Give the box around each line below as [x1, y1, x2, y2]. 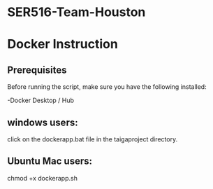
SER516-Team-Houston [7, 4, 146, 20]
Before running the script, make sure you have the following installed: [7, 83, 207, 91]
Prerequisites [7, 64, 67, 76]
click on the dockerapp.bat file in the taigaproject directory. [7, 135, 178, 143]
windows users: [7, 116, 78, 128]
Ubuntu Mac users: [7, 155, 93, 167]
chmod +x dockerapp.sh [7, 174, 78, 182]
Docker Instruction [7, 36, 119, 52]
